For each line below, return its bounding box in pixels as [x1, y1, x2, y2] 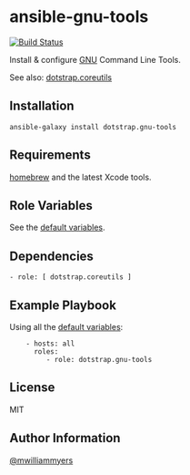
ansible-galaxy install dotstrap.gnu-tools [9, 122, 177, 131]
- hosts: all [25, 339, 75, 348]
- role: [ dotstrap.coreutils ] [9, 273, 132, 282]
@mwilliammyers [9, 454, 74, 466]
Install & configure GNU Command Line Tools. [9, 54, 182, 65]
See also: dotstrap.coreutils [9, 71, 113, 83]
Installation [9, 98, 75, 114]
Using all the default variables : [9, 322, 124, 332]
